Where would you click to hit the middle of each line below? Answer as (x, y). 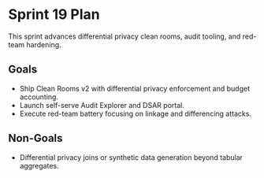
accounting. (39, 97)
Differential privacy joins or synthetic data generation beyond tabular (131, 157)
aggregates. (39, 165)
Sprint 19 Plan (54, 15)
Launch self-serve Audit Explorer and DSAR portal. (102, 105)
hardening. (44, 44)
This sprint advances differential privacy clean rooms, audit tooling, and (125, 36)
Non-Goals (35, 138)
